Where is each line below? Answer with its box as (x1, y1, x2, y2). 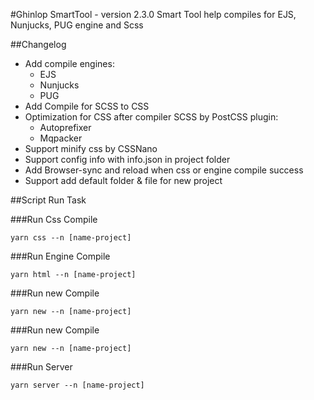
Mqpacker (39, 132, 83, 144)
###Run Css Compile (10, 214, 98, 225)
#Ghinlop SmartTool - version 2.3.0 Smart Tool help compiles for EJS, (10, 9, 297, 20)
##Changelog (10, 39, 67, 50)
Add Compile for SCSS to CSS (24, 100, 150, 112)
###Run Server (10, 361, 73, 373)
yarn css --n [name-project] (10, 233, 132, 243)
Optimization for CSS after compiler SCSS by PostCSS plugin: (24, 111, 279, 123)
